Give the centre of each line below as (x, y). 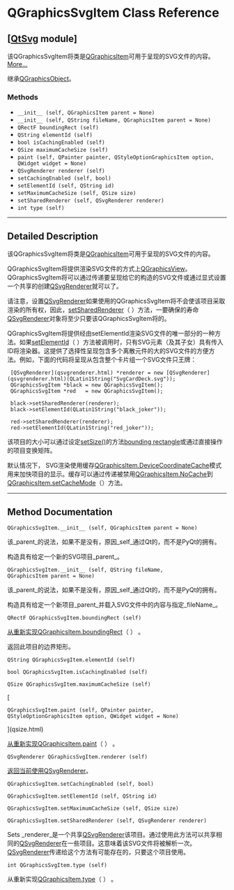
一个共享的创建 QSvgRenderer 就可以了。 (65, 286)
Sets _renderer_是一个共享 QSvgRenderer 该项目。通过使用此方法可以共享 (112, 834)
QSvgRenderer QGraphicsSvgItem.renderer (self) (78, 756)
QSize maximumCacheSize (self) (63, 150)
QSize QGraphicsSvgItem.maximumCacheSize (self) (79, 684)
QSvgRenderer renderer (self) (61, 171)
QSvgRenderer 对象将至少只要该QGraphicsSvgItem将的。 (89, 319)
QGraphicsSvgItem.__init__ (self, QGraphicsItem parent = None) (102, 528)
